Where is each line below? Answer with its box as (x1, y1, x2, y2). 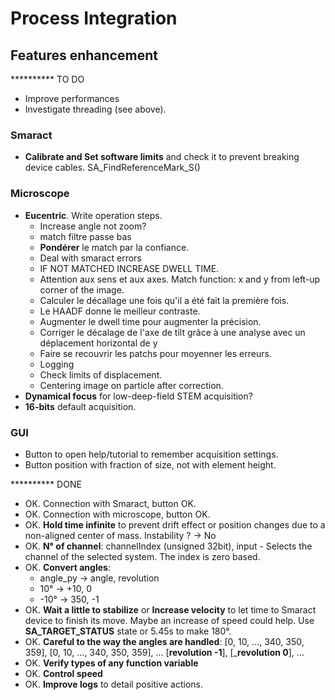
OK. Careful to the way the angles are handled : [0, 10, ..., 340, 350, (24, 635, 305, 647)
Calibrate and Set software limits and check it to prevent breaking (24, 151, 300, 163)
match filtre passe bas (39, 230, 132, 242)
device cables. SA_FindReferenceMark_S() (24, 162, 201, 174)
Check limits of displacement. (39, 368, 163, 381)
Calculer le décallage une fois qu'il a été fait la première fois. (39, 294, 290, 306)
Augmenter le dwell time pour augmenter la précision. (39, 315, 262, 327)
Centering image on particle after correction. (39, 379, 224, 391)
